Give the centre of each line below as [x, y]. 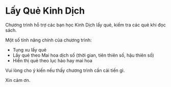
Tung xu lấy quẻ [30, 50]
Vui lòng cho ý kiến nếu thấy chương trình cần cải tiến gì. [65, 70]
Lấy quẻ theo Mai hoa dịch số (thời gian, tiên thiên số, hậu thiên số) [83, 55]
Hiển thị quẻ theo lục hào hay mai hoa [53, 60]
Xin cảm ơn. [18, 80]
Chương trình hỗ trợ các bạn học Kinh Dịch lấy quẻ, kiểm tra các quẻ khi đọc [86, 25]
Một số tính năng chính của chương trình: [48, 40]
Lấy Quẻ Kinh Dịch [45, 11]
